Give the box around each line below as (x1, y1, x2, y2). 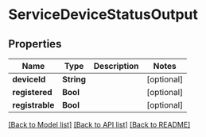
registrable (12, 100, 55, 110)
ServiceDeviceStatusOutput (8, 6, 199, 24)
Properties (8, 37, 62, 51)
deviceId (12, 74, 46, 85)
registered (12, 87, 53, 97)
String (62, 74, 86, 85)
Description (93, 61, 139, 71)
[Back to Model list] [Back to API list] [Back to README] (8, 120, 191, 129)
